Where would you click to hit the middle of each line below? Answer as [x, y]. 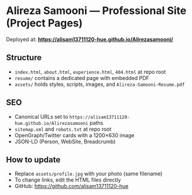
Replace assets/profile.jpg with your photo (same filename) [88, 174]
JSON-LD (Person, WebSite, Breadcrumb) [65, 141]
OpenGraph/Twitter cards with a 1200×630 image [74, 135]
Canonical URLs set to [41, 116]
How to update [33, 160]
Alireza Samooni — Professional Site [96, 11]
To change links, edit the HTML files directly [68, 180]
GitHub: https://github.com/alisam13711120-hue [71, 186]
